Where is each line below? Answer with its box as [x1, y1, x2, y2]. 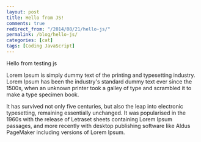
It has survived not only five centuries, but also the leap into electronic [6, 102, 183, 110]
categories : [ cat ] [6, 37, 53, 43]
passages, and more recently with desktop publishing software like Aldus [6, 122, 191, 129]
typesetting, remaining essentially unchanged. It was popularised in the [6, 109, 186, 116]
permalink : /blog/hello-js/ [6, 32, 78, 38]
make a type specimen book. [6, 91, 79, 98]
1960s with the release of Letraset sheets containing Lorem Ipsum [6, 115, 173, 122]
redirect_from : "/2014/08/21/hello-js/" [6, 26, 111, 32]
